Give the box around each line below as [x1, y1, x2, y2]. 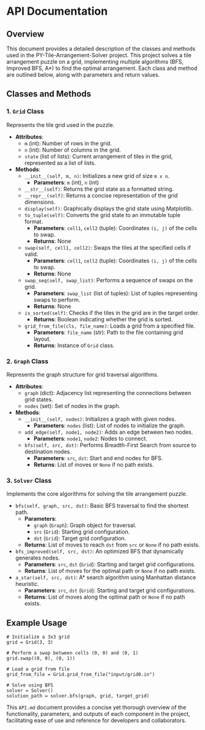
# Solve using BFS [6, 682, 53, 688]
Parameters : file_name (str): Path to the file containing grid [33, 328, 184, 336]
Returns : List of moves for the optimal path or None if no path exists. [24, 567, 196, 575]
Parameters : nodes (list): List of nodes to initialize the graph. [33, 421, 185, 429]
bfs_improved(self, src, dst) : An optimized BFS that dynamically [15, 548, 184, 555]
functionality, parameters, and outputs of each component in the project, [6, 710, 190, 718]
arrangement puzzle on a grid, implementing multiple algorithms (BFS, [6, 58, 184, 65]
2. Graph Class [6, 357, 49, 366]
